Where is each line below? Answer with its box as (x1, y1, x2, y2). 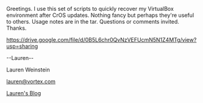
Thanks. (6, 24, 27, 32)
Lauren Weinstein (6, 66, 51, 73)
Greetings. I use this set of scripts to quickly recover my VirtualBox (6, 5, 174, 12)
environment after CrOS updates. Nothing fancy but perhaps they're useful (6, 12, 194, 19)
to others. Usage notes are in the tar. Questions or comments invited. (6, 18, 180, 25)
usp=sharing (6, 42, 38, 50)
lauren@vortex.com (6, 78, 56, 85)
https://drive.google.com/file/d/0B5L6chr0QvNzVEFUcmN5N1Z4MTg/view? (6, 36, 197, 43)
